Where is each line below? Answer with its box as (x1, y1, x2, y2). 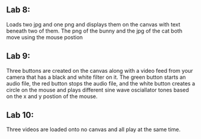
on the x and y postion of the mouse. (6, 93, 98, 100)
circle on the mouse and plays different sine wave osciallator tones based (6, 86, 189, 93)
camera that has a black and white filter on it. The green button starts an (6, 73, 186, 81)
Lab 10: (6, 110, 34, 120)
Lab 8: (6, 5, 30, 15)
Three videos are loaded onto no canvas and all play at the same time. (6, 126, 181, 133)
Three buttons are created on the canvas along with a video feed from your (6, 67, 193, 74)
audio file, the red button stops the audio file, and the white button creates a (6, 79, 196, 87)
